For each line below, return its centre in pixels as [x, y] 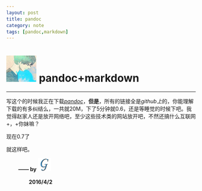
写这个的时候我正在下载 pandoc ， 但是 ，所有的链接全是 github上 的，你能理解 [100, 102]
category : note [25, 25]
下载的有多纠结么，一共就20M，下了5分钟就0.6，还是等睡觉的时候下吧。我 [99, 109]
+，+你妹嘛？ [23, 124]
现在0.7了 [18, 137]
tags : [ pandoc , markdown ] [37, 32]
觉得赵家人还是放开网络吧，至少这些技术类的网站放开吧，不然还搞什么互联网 [101, 117]
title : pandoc [24, 19]
